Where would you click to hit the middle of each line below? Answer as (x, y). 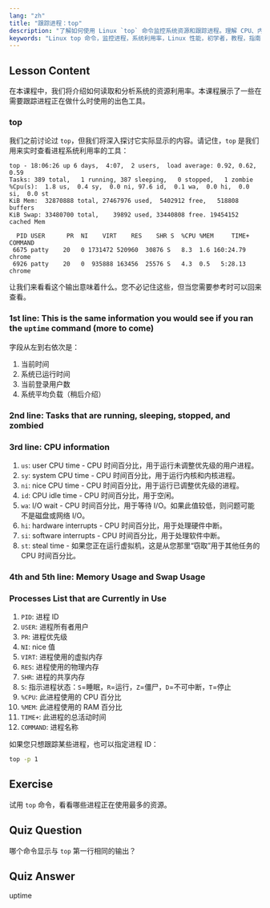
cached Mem (27, 222)
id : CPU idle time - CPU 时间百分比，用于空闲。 (99, 495)
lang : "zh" (27, 16)
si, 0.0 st (29, 194)
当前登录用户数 (45, 384)
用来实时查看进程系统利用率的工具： (69, 151)
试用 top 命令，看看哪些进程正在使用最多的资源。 (90, 805)
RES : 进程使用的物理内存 (60, 667)
